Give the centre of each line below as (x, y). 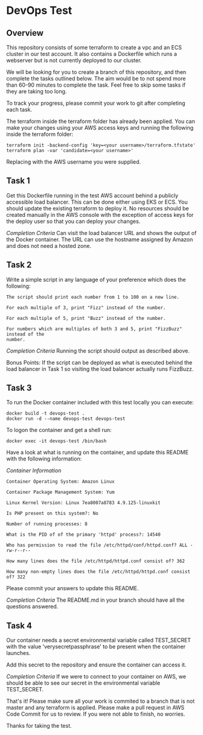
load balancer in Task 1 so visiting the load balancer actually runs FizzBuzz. (100, 369)
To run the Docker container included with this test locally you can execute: (100, 402)
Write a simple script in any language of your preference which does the (96, 279)
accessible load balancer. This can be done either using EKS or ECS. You (97, 202)
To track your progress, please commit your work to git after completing (96, 103)
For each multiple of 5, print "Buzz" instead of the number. (86, 318)
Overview (25, 33)
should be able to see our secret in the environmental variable (83, 683)
